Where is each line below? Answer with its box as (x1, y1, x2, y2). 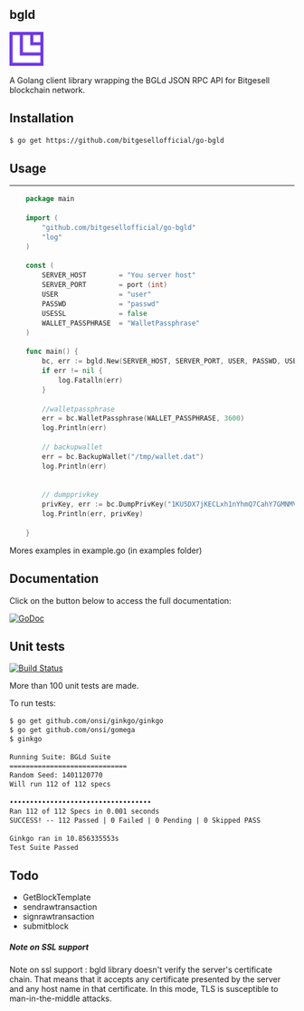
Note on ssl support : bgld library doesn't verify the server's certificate (9, 964, 273, 976)
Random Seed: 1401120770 (9, 771, 103, 780)
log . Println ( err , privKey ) (42, 510, 144, 519)
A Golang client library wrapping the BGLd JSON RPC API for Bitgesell (9, 74, 270, 85)
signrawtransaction (22, 911, 95, 922)
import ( (25, 214, 59, 223)
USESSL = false (42, 309, 147, 318)
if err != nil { (42, 367, 103, 376)
